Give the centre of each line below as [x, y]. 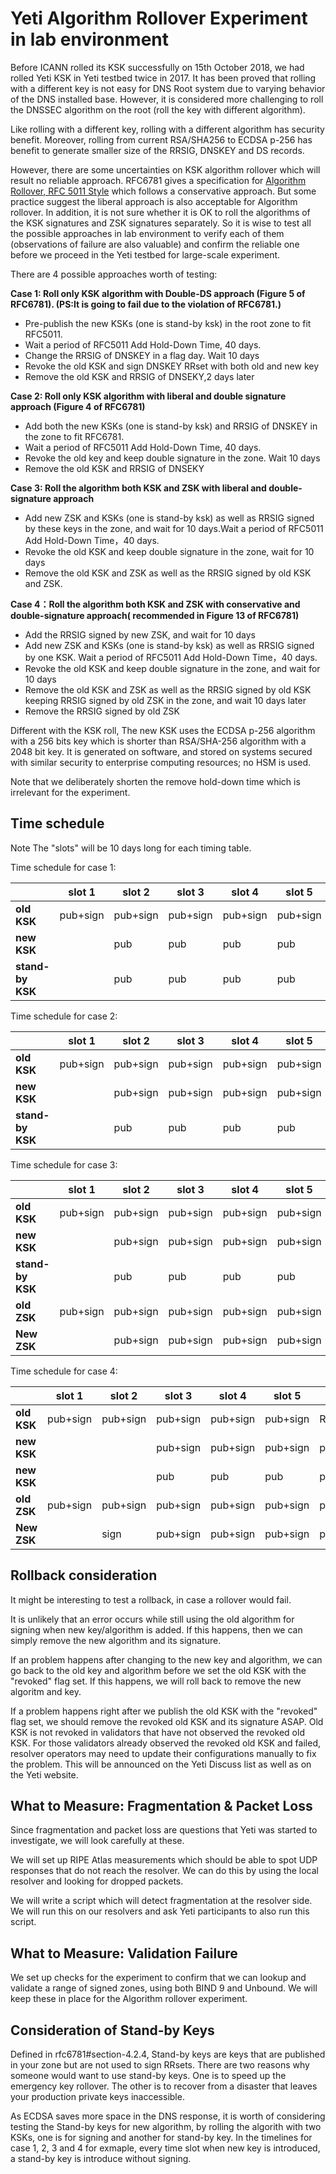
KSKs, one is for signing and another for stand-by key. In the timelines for [161, 2137]
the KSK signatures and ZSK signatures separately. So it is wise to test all [161, 223]
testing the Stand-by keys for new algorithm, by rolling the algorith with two [166, 2126]
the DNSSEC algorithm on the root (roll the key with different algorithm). [158, 109]
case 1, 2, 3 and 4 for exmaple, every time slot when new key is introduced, [165, 2148]
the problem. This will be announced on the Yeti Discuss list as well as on [161, 1764]
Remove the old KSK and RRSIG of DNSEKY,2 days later [139, 376]
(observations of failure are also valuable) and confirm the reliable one [155, 244]
